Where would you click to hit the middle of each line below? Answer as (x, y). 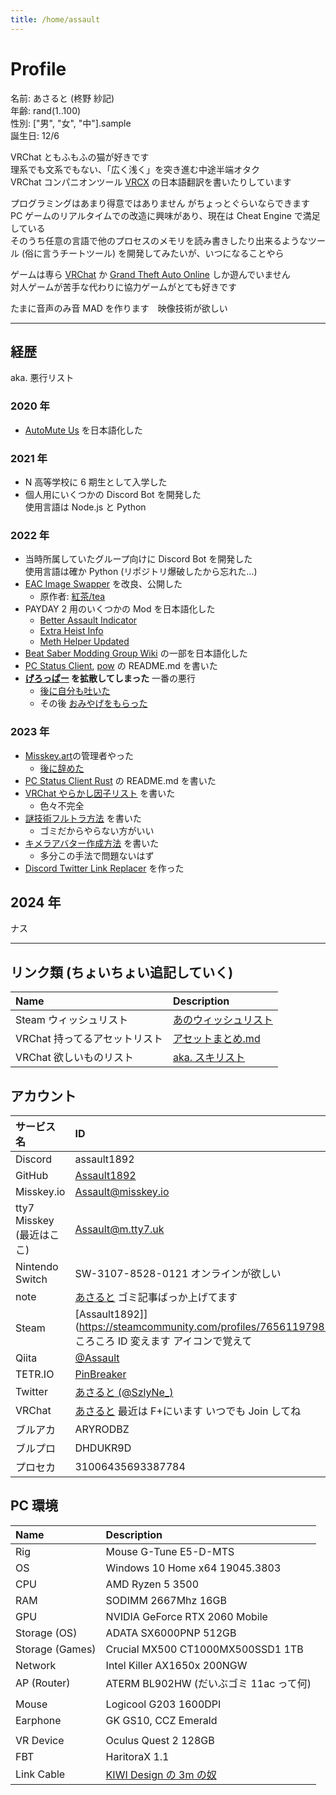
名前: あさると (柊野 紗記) (62, 98)
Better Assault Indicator (88, 620)
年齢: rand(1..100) (46, 110)
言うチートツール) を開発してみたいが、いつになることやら (163, 253)
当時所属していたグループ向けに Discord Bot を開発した (138, 559)
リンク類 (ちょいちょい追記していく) (122, 972)
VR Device (40, 1740)
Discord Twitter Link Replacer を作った (104, 868)
